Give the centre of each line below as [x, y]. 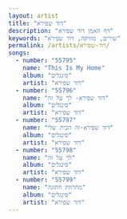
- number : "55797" [46, 120]
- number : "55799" [46, 180]
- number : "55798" [46, 150]
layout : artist [34, 16]
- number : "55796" [46, 90]
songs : [19, 53]
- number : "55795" [46, 61]
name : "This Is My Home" [64, 68]
